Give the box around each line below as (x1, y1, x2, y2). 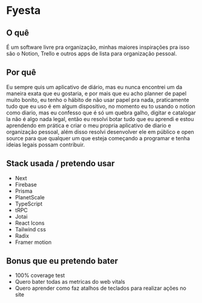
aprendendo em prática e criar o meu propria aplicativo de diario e (6, 122, 171, 129)
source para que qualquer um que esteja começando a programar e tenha (6, 134, 190, 142)
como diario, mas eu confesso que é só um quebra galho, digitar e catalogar (6, 109, 196, 116)
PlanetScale (14, 193, 45, 201)
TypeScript (14, 200, 43, 207)
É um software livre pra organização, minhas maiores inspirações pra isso (6, 43, 190, 51)
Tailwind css (14, 225, 46, 233)
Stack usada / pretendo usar (6, 158, 115, 169)
